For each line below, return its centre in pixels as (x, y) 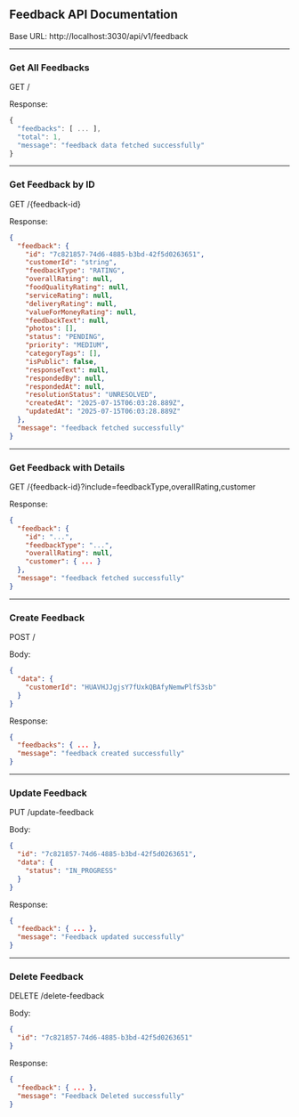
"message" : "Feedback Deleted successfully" (101, 1096)
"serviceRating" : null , (69, 295)
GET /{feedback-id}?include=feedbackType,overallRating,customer (133, 486)
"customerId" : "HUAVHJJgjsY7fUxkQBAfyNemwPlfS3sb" (121, 687)
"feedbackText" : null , (67, 320)
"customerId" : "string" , (71, 263)
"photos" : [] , (51, 328)
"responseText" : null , (67, 370)
